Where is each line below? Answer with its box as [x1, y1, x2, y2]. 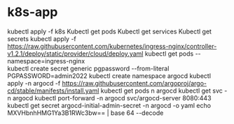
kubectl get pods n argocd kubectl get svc [100, 86, 223, 95]
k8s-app [7, 4, 58, 20]
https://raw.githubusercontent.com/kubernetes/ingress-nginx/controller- [7, 42, 217, 50]
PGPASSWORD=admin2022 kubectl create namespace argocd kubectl [7, 71, 212, 80]
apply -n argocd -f [7, 79, 61, 87]
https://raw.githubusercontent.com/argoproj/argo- [62, 79, 207, 87]
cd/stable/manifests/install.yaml [7, 86, 99, 95]
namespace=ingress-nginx [7, 56, 85, 65]
